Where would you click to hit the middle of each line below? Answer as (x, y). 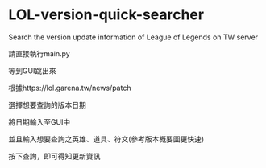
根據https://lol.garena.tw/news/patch (70, 88)
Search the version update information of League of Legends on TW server (133, 37)
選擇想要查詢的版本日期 (47, 104)
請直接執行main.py (39, 53)
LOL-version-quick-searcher (106, 15)
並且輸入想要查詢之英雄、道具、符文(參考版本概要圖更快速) (106, 139)
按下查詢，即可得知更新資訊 (54, 156)
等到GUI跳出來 (32, 71)
